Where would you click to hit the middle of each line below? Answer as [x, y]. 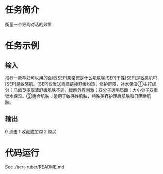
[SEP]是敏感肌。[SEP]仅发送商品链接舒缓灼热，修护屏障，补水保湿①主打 [79, 84]
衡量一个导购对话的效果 [28, 24]
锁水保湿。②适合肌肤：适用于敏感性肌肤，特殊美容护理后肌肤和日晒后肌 [78, 96]
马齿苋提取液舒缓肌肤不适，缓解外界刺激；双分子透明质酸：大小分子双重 [86, 90]
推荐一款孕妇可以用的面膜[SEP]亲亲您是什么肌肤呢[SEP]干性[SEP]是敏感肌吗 [81, 78]
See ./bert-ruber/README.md [35, 167]
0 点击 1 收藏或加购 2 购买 [31, 131]
